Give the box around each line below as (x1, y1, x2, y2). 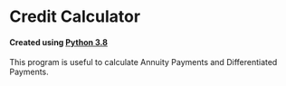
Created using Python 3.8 (9, 36, 109, 47)
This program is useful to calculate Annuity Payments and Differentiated (9, 57, 278, 68)
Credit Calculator (9, 6, 141, 27)
